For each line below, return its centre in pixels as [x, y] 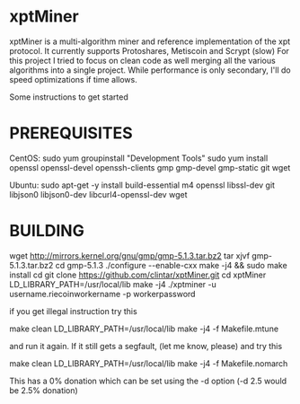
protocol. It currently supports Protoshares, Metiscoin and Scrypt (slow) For [150, 50]
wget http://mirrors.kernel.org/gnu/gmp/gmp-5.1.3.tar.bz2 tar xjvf [129, 255]
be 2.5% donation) [44, 390]
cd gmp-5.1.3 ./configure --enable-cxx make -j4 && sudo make [171, 265]
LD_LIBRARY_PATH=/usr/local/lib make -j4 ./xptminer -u [113, 284]
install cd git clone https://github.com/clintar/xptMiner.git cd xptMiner [138, 275]
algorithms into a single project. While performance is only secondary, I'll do [150, 70]
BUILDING [47, 231]
